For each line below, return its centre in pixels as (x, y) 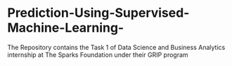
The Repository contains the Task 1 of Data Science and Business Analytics (116, 47)
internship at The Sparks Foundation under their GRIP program (98, 55)
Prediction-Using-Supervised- (98, 13)
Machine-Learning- (66, 28)
